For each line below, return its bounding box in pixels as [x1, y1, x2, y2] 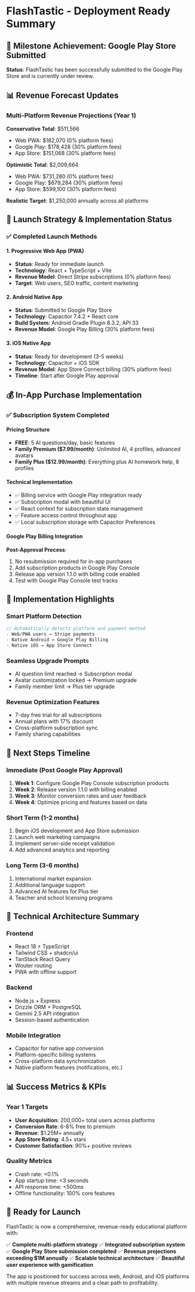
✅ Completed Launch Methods [6, 233, 97, 240]
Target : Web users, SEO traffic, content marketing [14, 280, 139, 287]
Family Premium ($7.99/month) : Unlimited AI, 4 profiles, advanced [14, 445, 181, 453]
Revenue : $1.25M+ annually [14, 1129, 84, 1136]
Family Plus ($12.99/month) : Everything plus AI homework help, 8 [14, 458, 179, 466]
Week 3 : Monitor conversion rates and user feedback [14, 792, 147, 799]
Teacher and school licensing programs [14, 894, 113, 901]
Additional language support [14, 881, 86, 888]
